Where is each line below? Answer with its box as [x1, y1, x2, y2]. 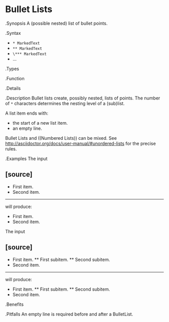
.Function [5, 75, 25, 81]
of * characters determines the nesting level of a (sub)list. [5, 100, 125, 106]
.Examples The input [5, 155, 48, 162]
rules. [5, 145, 17, 152]
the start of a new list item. [12, 120, 68, 126]
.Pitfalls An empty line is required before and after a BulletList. [5, 311, 133, 317]
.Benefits [5, 301, 24, 307]
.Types [5, 66, 19, 72]
